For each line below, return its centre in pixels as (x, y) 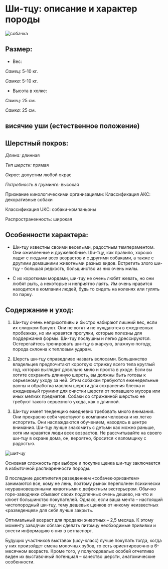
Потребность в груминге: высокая (42, 184)
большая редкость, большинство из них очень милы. (81, 268)
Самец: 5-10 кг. (22, 71)
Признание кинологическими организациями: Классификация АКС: (78, 194)
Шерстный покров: (37, 143)
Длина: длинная (23, 155)
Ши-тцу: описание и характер (71, 9)
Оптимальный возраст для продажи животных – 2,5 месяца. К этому (79, 520)
